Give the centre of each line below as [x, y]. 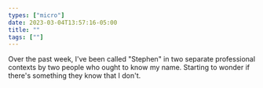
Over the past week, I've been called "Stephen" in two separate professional [132, 59]
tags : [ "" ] [26, 37]
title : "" [24, 30]
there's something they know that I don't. [75, 76]
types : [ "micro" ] [37, 15]
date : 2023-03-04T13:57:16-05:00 [63, 23]
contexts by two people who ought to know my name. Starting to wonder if [129, 68]
